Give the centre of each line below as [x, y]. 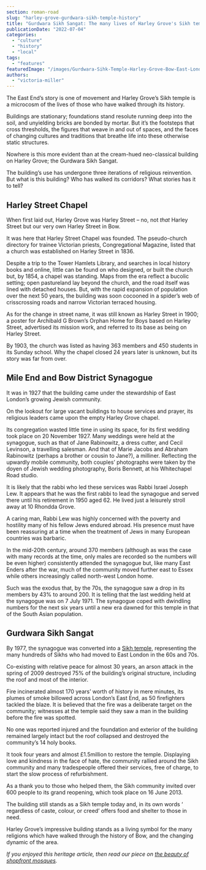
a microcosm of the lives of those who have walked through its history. [96, 104]
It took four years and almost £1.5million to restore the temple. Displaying [98, 754]
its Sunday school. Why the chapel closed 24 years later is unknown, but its [102, 352]
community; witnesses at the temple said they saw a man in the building [97, 711]
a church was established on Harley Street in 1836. [71, 251]
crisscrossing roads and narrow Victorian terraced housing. [82, 302]
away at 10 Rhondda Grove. [41, 506]
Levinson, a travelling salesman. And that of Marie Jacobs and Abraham [97, 449]
